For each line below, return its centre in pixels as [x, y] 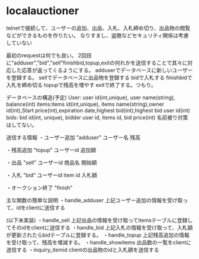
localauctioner [43, 11]
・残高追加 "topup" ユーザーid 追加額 [51, 150]
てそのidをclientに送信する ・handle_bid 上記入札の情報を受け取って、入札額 [99, 227]
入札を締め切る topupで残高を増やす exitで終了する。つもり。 [81, 85]
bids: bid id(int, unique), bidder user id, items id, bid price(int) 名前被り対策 [97, 117]
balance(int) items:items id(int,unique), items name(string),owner [85, 104]
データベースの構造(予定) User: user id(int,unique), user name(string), [91, 97]
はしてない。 [22, 125]
